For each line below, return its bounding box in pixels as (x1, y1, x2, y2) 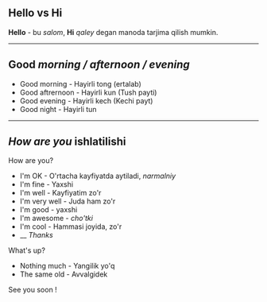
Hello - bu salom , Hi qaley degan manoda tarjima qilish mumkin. (8, 27, 219, 37)
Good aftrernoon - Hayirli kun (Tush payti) (19, 87, 157, 97)
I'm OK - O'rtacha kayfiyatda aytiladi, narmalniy (19, 171, 176, 181)
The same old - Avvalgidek (19, 269, 108, 279)
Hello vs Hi (8, 6, 63, 20)
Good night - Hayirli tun (19, 104, 97, 114)
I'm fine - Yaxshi (19, 180, 74, 189)
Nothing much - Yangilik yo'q (19, 261, 115, 271)
